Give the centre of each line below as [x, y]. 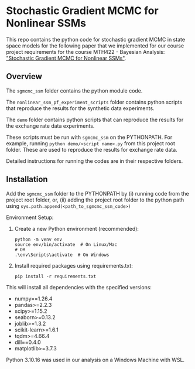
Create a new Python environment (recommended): [77, 228]
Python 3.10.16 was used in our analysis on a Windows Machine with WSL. [95, 360]
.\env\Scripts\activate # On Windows [62, 255]
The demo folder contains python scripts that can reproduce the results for [95, 119]
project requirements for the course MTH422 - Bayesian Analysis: [85, 52]
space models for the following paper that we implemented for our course [95, 46]
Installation [27, 180]
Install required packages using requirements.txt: [73, 265]
